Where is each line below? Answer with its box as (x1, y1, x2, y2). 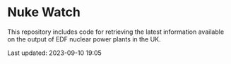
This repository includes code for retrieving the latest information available (7, 27, 225, 36)
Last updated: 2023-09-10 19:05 (7, 49, 102, 57)
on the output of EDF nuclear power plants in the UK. (7, 34, 161, 43)
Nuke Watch (7, 4, 81, 20)
